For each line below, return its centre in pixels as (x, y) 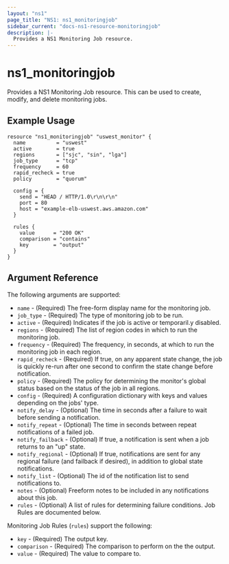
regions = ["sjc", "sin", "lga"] (70, 155)
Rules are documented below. (59, 512)
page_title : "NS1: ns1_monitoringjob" (62, 20)
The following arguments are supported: (64, 294)
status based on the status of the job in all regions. (88, 388)
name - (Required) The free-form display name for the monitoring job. (114, 308)
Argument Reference (53, 278)
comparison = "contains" (55, 239)
